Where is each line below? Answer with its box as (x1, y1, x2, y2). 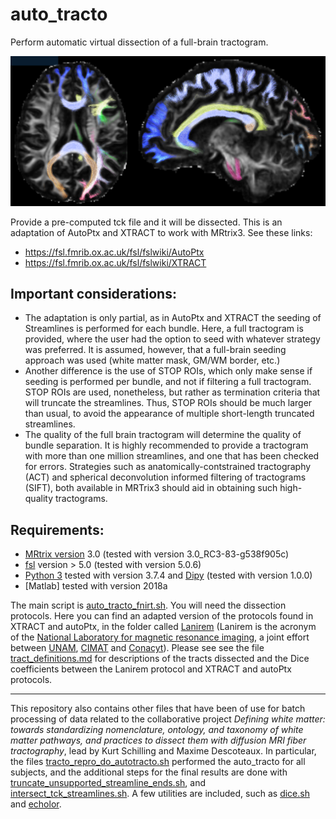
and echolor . (10, 798, 62, 810)
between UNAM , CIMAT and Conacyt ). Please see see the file (10, 642, 265, 654)
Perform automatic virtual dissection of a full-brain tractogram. (10, 36, 269, 48)
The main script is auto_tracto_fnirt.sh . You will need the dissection (10, 599, 287, 612)
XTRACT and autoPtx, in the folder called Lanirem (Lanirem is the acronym (10, 621, 317, 633)
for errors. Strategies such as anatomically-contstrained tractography (24, 461, 312, 473)
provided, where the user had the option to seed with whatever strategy (24, 333, 321, 345)
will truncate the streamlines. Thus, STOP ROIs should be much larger (24, 397, 313, 409)
